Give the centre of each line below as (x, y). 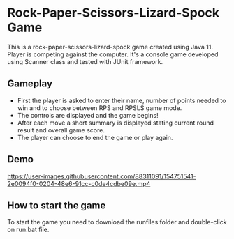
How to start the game (57, 205)
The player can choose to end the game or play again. (95, 137)
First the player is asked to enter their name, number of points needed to (122, 100)
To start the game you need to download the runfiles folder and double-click (117, 222)
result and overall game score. (61, 130)
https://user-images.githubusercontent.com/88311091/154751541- (102, 176)
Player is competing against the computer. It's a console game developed (113, 54)
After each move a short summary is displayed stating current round (116, 123)
